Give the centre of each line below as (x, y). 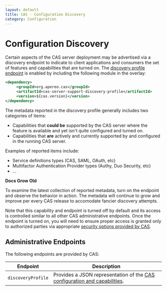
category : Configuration (31, 19)
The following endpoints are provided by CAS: (52, 254)
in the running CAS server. (39, 141)
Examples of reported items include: (42, 151)
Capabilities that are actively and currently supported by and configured (86, 136)
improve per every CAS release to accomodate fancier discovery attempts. (82, 201)
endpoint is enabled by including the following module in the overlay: (76, 73)
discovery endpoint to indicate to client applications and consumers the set (82, 63)
